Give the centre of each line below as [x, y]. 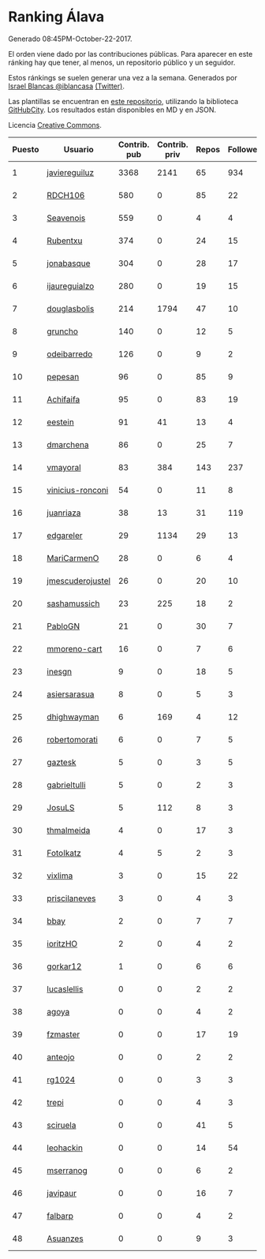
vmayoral [64, 467]
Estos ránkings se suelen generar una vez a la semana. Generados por [123, 77]
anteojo [61, 1057]
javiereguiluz [71, 172]
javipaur [62, 1193]
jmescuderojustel [79, 581]
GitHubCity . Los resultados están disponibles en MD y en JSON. [112, 110]
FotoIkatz [64, 853]
